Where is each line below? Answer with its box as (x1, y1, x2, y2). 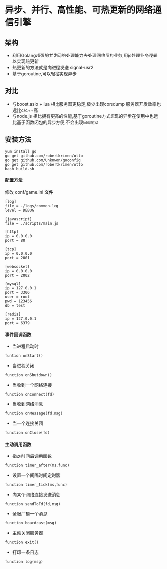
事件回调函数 (5, 332, 31, 338)
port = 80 (5, 238, 26, 243)
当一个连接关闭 (12, 420, 43, 426)
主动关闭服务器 (12, 530, 43, 536)
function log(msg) (5, 559, 43, 564)
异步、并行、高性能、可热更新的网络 (5, 4, 153, 16)
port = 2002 (5, 273, 30, 278)
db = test (5, 303, 26, 308)
